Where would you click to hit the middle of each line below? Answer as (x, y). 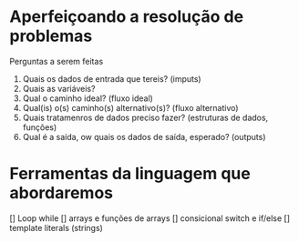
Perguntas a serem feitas (57, 61)
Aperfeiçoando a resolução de (127, 17)
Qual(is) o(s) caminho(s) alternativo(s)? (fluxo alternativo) (130, 107)
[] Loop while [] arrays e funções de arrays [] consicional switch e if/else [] (149, 218)
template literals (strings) (56, 227)
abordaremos (62, 193)
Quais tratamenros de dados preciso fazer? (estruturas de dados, (145, 117)
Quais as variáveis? (59, 88)
